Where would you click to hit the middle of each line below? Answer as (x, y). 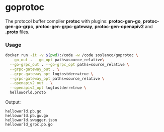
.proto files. (17, 32)
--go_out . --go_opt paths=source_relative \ (57, 60)
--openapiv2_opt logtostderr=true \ (48, 88)
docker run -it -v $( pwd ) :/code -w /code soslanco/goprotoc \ (72, 55)
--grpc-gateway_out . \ (34, 69)
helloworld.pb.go (23, 111)
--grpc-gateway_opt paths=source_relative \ (57, 79)
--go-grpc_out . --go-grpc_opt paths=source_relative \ (69, 64)
